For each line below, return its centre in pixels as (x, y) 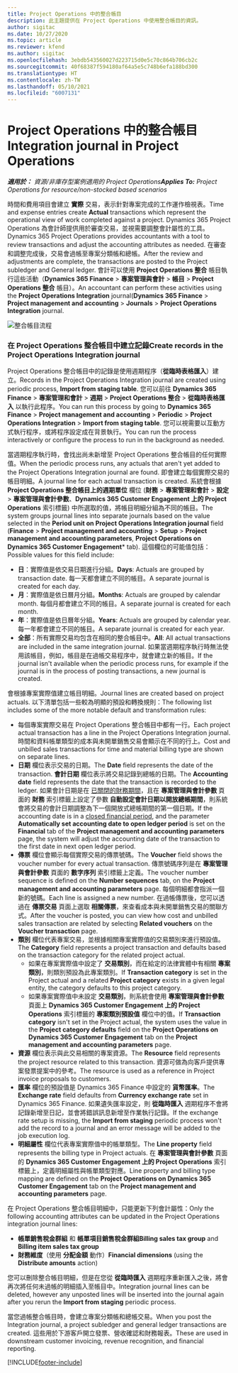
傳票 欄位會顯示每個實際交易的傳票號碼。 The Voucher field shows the (120, 855)
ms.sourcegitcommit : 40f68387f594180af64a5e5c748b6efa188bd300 (103, 67)
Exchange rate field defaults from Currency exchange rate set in (113, 1095)
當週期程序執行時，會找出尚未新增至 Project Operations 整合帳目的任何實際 (117, 454)
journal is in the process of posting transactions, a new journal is (112, 671)
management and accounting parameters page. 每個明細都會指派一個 (121, 889)
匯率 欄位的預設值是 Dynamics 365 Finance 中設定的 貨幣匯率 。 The (116, 1088)
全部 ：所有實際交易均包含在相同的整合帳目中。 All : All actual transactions (124, 638)
